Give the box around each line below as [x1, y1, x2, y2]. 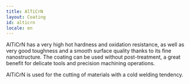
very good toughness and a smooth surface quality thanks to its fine [6, 48, 172, 55]
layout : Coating [6, 14, 46, 20]
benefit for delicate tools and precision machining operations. [6, 60, 155, 67]
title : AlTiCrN [6, 8, 44, 15]
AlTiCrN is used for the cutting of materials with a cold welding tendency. [6, 71, 184, 78]
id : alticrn [6, 19, 35, 25]
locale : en [6, 25, 33, 31]
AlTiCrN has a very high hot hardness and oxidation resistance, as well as [6, 41, 185, 48]
